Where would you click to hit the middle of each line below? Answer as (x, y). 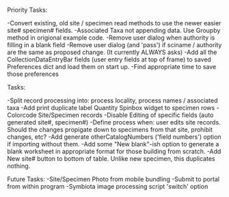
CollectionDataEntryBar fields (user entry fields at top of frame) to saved (109, 60)
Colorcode (22, 115)
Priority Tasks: (27, 10)
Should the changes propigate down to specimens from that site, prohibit (110, 130)
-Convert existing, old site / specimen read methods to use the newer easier (114, 23)
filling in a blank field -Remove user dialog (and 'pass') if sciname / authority (114, 45)
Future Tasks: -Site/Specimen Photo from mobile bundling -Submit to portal (113, 179)
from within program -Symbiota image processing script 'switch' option (108, 186)
